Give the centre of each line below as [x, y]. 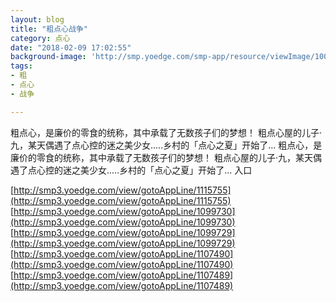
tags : [21, 66]
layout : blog [37, 19]
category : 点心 [40, 38]
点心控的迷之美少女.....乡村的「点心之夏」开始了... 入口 [140, 170]
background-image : [48, 57]
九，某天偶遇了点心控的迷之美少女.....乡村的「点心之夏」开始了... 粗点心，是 [166, 145]
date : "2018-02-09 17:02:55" [71, 47]
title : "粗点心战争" [49, 29]
